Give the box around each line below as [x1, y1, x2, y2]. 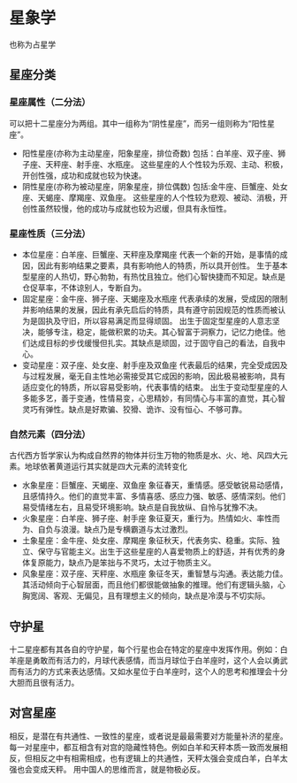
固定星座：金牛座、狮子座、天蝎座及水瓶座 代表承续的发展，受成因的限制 [21, 293, 288, 303]
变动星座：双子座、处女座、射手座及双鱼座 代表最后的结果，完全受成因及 [21, 359, 288, 370]
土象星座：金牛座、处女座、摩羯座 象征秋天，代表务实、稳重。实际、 [21, 535, 272, 546]
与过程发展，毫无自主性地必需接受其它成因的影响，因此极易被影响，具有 [21, 371, 286, 381]
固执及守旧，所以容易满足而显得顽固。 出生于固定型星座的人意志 [37, 315, 272, 326]
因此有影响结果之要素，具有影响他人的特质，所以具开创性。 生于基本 [37, 260, 288, 271]
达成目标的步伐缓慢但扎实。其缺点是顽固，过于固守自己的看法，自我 [29, 337, 278, 348]
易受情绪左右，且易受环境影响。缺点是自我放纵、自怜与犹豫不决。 [21, 502, 263, 513]
